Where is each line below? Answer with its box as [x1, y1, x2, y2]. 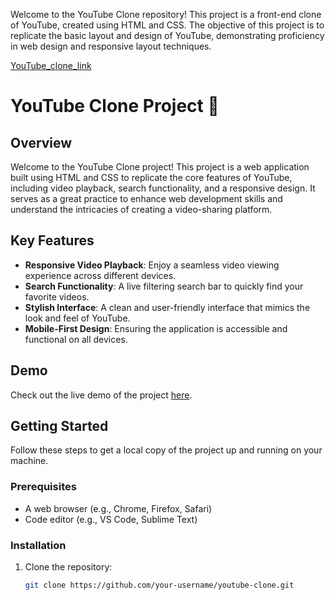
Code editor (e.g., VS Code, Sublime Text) [24, 513, 198, 525]
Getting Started [10, 418, 109, 435]
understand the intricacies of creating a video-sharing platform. [10, 204, 273, 215]
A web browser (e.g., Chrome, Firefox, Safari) [24, 502, 213, 514]
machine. [10, 455, 49, 467]
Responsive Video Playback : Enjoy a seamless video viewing [24, 259, 280, 271]
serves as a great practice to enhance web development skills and [10, 193, 283, 204]
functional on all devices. [24, 333, 128, 345]
